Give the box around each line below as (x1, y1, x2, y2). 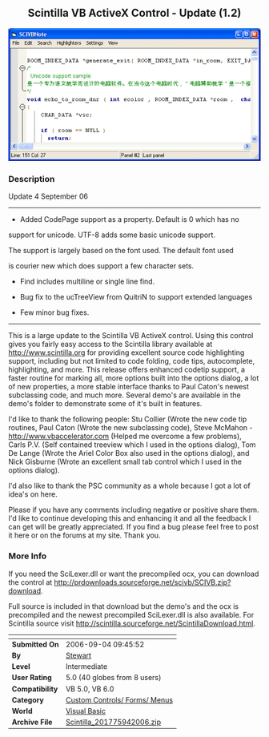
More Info (8, 550, 47, 562)
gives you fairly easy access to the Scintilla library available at (8, 340, 213, 349)
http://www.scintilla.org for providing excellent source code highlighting (8, 348, 245, 357)
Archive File (11, 717, 53, 727)
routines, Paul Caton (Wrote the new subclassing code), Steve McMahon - (8, 423, 253, 433)
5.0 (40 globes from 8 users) (65, 673, 162, 683)
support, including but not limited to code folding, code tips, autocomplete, (8, 356, 255, 366)
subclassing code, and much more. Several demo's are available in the (8, 390, 242, 400)
